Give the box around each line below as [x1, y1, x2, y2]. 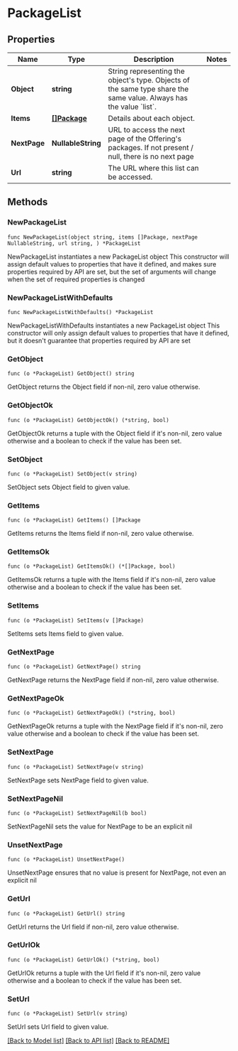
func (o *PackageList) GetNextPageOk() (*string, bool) [7, 709, 176, 717]
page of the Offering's [108, 134, 182, 144]
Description [133, 55, 174, 64]
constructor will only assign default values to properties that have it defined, [7, 328, 229, 337]
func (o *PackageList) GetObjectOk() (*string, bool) [7, 416, 170, 424]
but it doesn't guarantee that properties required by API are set [7, 336, 191, 345]
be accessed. [108, 172, 153, 182]
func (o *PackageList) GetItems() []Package [7, 517, 141, 524]
